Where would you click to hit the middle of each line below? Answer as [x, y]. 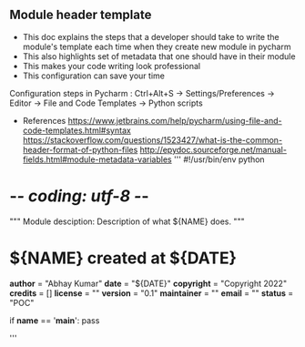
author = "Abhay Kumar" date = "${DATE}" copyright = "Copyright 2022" [148, 283]
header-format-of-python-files [80, 149]
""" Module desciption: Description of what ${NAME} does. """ [127, 221]
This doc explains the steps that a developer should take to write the [151, 36]
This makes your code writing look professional [112, 66]
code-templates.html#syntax [77, 130]
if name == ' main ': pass [55, 320]
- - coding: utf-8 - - [79, 196]
